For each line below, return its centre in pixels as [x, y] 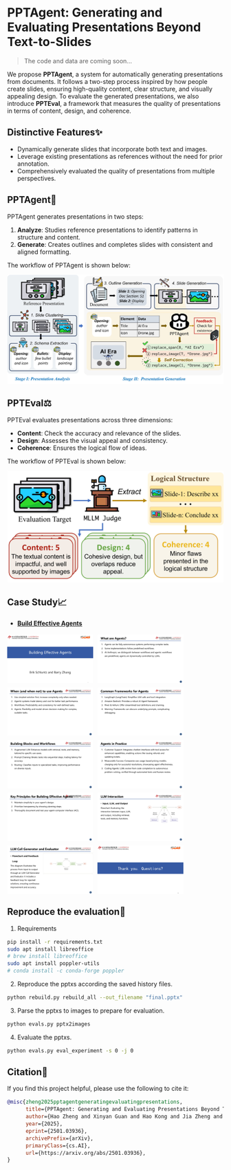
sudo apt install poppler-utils [53, 964]
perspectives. [36, 178]
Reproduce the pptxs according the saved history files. [95, 984]
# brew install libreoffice [47, 956]
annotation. [33, 164]
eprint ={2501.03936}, [56, 1131]
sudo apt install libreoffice [51, 949]
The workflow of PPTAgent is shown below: [69, 265]
